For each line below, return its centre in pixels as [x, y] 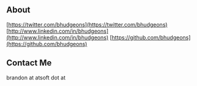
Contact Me [29, 63]
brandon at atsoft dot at [36, 78]
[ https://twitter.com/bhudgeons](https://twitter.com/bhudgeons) [87, 24]
